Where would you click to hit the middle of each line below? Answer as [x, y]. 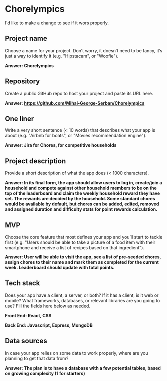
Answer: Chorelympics [29, 65]
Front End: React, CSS [28, 315]
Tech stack [23, 283]
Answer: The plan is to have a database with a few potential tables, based [83, 368]
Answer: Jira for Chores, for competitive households [61, 145]
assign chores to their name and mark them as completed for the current [82, 262]
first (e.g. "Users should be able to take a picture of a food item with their [80, 242]
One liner [20, 118]
